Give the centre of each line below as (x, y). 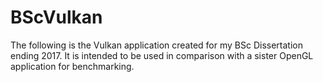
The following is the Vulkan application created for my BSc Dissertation (156, 45)
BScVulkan (56, 17)
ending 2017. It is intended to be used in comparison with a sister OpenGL (162, 55)
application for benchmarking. (72, 66)
